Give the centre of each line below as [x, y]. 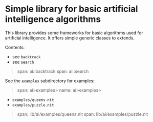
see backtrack [26, 56]
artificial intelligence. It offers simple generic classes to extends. [70, 38]
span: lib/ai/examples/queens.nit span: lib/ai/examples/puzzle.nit [82, 114]
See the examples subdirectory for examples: [50, 81]
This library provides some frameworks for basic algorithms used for [74, 33]
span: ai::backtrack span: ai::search [53, 71]
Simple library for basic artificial [72, 9]
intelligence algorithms [53, 19]
